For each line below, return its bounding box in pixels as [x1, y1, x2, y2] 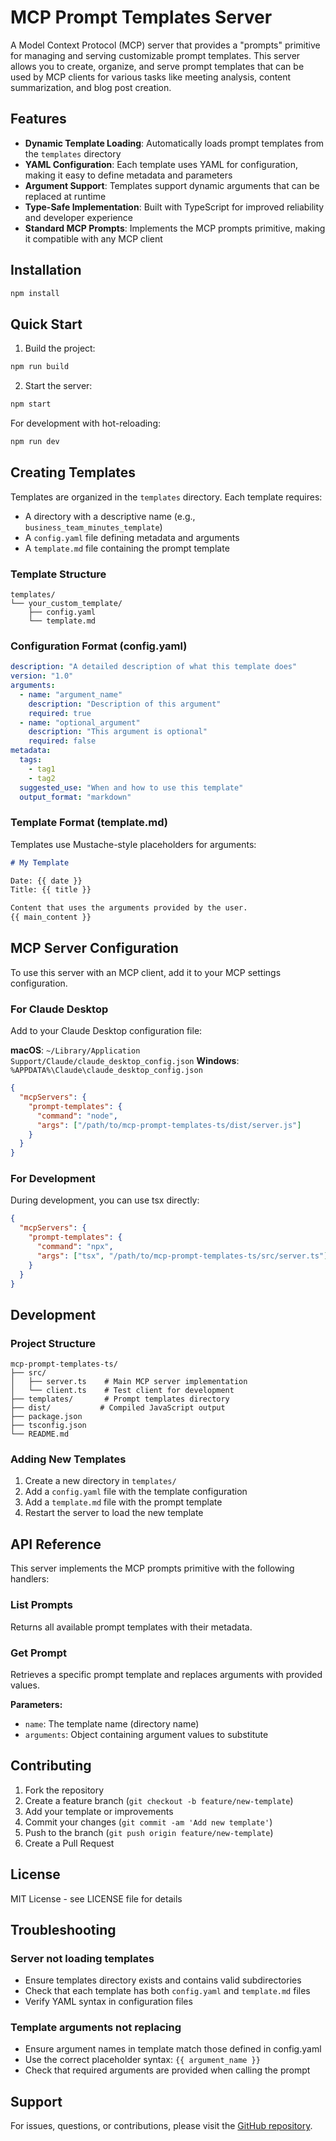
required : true [28, 708, 92, 718]
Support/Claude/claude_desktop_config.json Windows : [10, 1055, 240, 1067]
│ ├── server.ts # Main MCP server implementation [10, 1377, 248, 1387]
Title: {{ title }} [10, 885, 92, 895]
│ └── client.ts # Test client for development [10, 1386, 235, 1396]
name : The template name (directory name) [24, 1717, 200, 1730]
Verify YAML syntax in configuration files [24, 1996, 193, 2008]
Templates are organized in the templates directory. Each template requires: [10, 491, 323, 503]
